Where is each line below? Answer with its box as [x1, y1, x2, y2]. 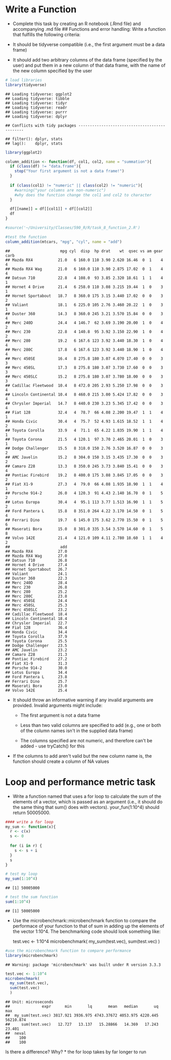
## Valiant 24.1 [5, 571, 67, 576]
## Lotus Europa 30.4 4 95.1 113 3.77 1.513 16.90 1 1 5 [5, 500, 163, 505]
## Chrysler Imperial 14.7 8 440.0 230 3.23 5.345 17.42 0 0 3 [5, 401, 163, 406]
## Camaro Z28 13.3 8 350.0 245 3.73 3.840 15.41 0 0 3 [5, 464, 163, 469]
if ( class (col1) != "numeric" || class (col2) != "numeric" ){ [10, 183, 143, 188]
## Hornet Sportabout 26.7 [5, 567, 67, 572]
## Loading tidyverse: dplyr [5, 114, 67, 119]
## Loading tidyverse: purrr [5, 109, 67, 115]
